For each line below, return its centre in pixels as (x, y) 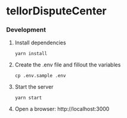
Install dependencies (41, 43)
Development (26, 30)
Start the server (34, 87)
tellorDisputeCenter (56, 11)
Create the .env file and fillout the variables (68, 65)
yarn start (28, 98)
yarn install (31, 54)
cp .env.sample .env (40, 76)
